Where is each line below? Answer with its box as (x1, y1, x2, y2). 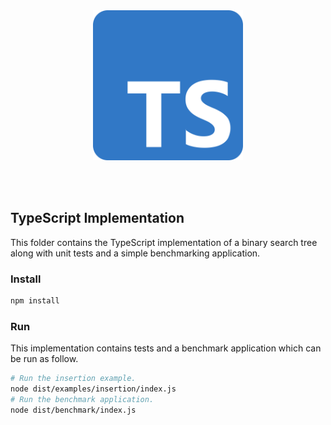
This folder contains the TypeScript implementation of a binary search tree (10, 236, 318, 248)
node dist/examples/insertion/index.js (10, 384, 177, 394)
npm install (10, 296, 60, 306)
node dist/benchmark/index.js (10, 405, 137, 415)
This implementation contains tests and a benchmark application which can (10, 342, 322, 354)
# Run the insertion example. (10, 374, 137, 384)
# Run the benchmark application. (10, 395, 155, 405)
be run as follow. (10, 353, 79, 365)
